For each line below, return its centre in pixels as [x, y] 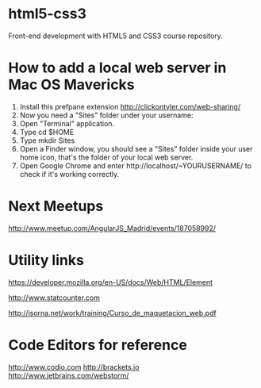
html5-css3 [48, 14]
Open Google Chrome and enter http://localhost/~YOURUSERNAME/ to [136, 165]
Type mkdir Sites [47, 140]
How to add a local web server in [117, 68]
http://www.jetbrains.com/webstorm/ [69, 375]
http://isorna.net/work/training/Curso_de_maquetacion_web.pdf [112, 313]
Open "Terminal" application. [67, 123]
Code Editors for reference [98, 345]
